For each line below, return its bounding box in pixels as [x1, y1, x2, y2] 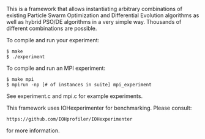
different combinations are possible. [6, 24, 97, 32]
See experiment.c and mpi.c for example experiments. [6, 92, 143, 100]
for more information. [6, 127, 60, 134]
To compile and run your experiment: [6, 37, 100, 43]
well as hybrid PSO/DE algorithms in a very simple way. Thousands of [6, 18, 182, 25]
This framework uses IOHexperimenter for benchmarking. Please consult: [6, 104, 192, 111]
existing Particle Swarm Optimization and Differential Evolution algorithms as [6, 12, 199, 19]
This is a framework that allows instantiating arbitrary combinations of [6, 6, 182, 12]
